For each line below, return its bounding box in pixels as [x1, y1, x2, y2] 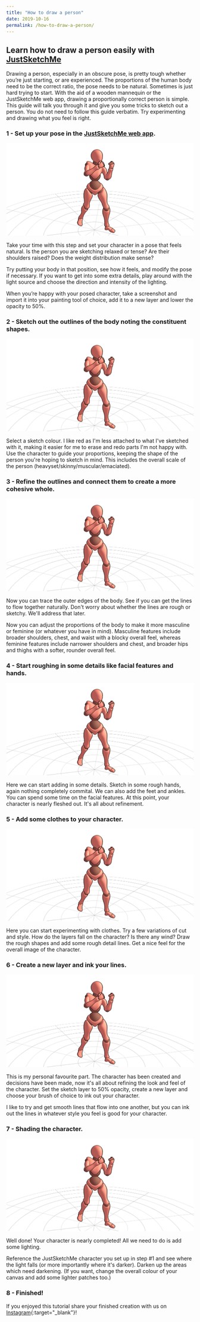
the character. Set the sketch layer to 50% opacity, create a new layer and [6, 1086, 188, 1093]
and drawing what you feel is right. [6, 114, 91, 122]
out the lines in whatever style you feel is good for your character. [6, 1110, 168, 1117]
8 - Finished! [6, 1289, 43, 1297]
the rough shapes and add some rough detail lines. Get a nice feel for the [6, 940, 186, 947]
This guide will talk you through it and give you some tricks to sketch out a [6, 102, 188, 109]
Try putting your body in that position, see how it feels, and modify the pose [6, 266, 192, 273]
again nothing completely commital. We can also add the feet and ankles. [6, 787, 186, 794]
